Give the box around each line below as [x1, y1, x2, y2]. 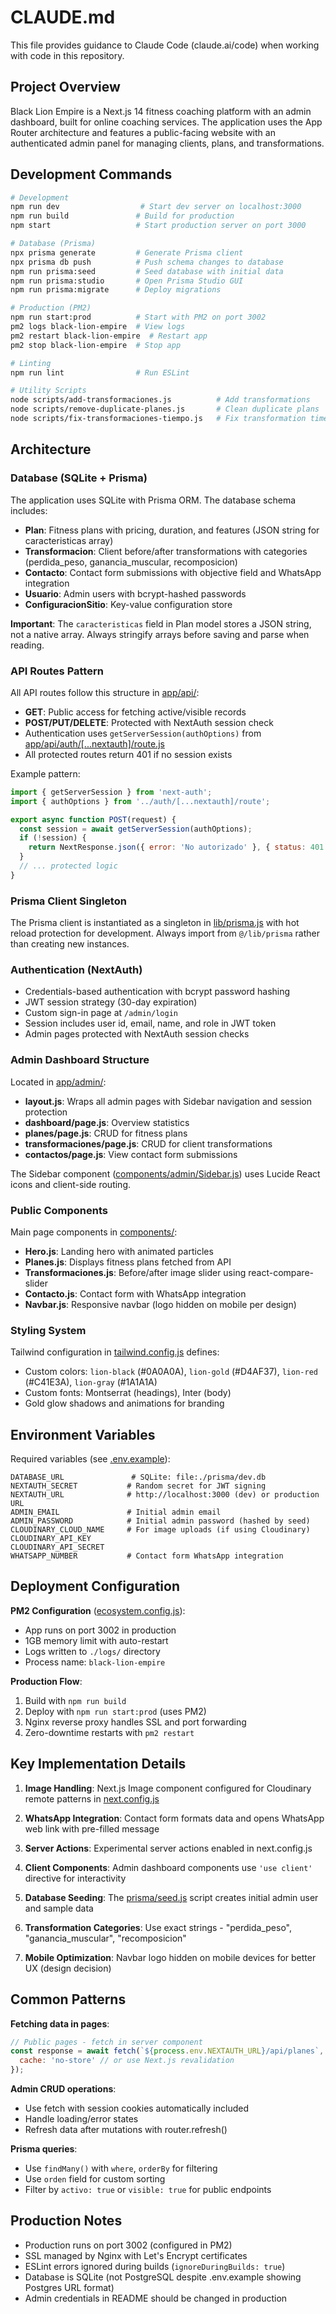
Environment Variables [10, 1426, 156, 1443]
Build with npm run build [24, 1694, 127, 1706]
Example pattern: [10, 767, 81, 780]
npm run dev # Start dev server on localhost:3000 [10, 202, 302, 212]
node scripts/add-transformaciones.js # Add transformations [10, 395, 311, 405]
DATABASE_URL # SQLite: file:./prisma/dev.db [10, 1472, 267, 1483]
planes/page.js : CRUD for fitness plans [24, 1127, 188, 1139]
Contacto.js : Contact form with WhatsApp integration [24, 1287, 247, 1300]
